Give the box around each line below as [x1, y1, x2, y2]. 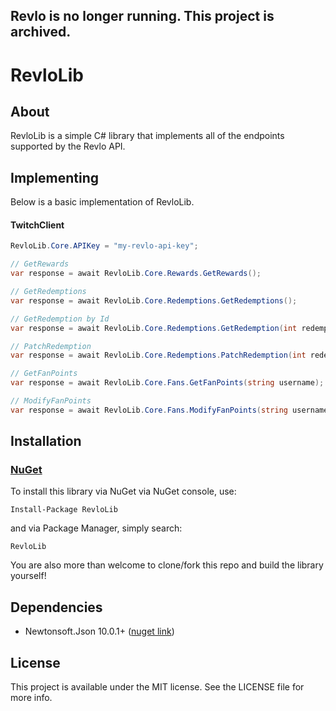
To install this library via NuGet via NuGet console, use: [10, 485, 237, 498]
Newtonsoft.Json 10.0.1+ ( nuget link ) [24, 625, 175, 638]
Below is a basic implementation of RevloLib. [10, 196, 195, 208]
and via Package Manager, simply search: [10, 522, 183, 534]
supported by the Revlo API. [10, 140, 126, 153]
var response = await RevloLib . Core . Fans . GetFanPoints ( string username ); [10, 378, 325, 388]
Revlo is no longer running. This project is [10, 8, 275, 25]
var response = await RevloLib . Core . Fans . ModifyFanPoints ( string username [10, 405, 329, 415]
